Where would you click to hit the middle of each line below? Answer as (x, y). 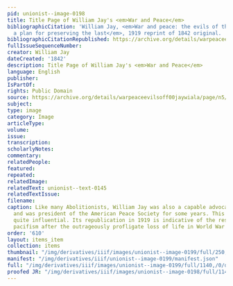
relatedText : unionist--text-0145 (57, 188)
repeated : (21, 175)
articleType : (26, 123)
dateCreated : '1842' (37, 59)
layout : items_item (35, 239)
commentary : (24, 156)
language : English (34, 71)
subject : (20, 104)
